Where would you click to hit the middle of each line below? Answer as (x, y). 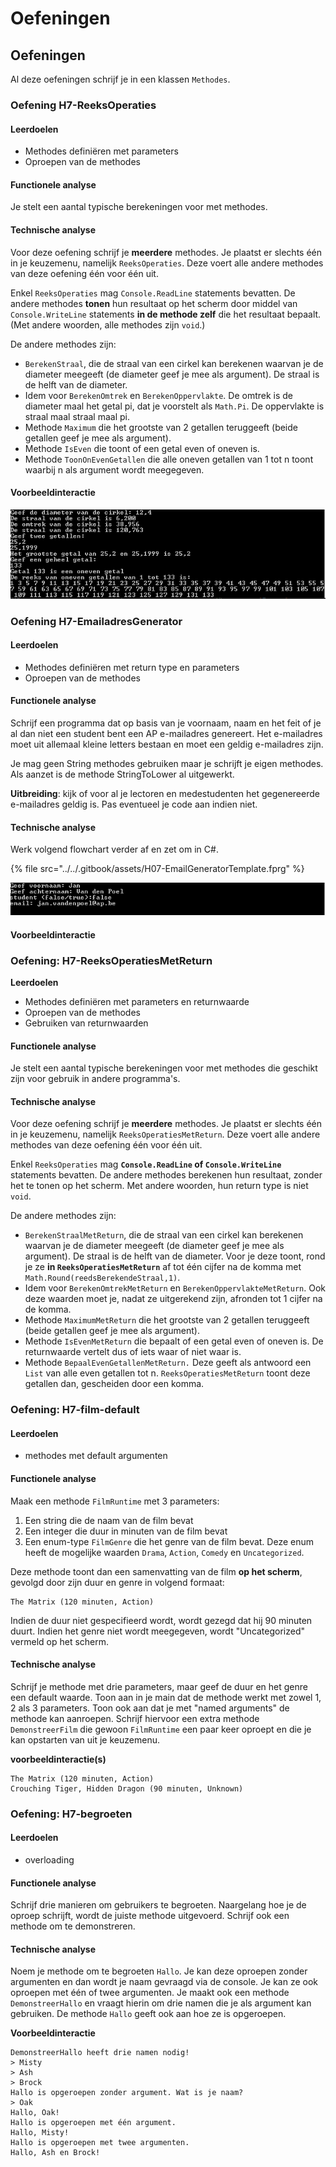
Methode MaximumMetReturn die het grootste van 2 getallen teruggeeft (167, 1320)
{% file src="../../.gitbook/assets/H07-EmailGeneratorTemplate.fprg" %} (157, 869)
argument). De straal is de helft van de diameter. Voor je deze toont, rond (175, 1256)
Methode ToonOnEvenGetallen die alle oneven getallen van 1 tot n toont (169, 459)
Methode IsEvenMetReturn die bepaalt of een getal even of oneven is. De (174, 1341)
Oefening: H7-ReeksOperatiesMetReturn (111, 960)
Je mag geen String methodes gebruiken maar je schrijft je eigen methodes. (167, 763)
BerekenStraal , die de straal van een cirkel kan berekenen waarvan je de (174, 363)
